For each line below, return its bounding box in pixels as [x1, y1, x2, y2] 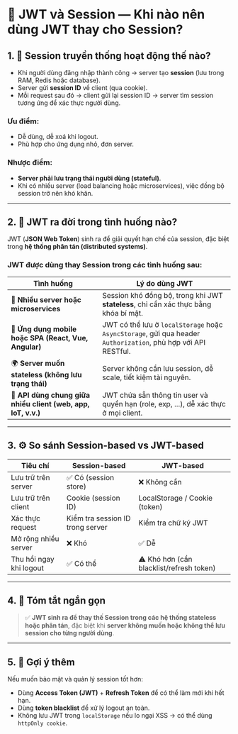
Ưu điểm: [7, 116, 40, 126]
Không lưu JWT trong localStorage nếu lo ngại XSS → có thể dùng [17, 711, 212, 720]
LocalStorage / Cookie [137, 493, 213, 503]
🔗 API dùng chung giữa [11, 390, 91, 400]
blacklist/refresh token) [137, 563, 216, 573]
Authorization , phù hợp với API [102, 337, 206, 347]
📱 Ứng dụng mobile [11, 324, 76, 334]
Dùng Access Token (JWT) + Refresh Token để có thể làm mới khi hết [17, 689, 225, 697]
